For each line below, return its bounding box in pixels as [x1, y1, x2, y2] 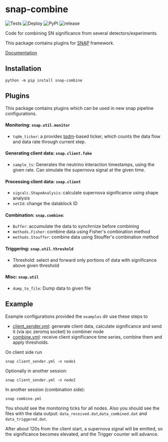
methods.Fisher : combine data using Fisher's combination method [12, 229, 150, 235]
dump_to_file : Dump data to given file [12, 285, 91, 291]
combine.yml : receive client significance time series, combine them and [12, 334, 162, 340]
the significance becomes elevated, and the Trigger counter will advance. [5, 431, 159, 437]
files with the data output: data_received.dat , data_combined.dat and [5, 410, 147, 416]
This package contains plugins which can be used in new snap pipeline [5, 105, 154, 111]
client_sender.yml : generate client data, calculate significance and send [12, 323, 162, 329]
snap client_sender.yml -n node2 [5, 377, 76, 383]
